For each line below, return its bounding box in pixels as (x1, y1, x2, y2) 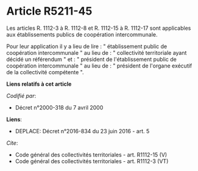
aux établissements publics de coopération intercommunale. (6, 30, 158, 38)
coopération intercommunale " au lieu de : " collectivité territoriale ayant (6, 49, 187, 56)
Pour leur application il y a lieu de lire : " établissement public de (6, 43, 168, 50)
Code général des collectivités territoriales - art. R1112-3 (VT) (15, 157, 169, 165)
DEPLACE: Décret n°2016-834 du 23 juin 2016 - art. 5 (15, 127, 150, 134)
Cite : (6, 139, 18, 147)
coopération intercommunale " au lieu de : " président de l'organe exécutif (6, 62, 193, 69)
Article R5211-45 (6, 4, 93, 18)
